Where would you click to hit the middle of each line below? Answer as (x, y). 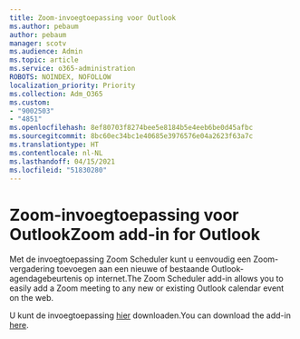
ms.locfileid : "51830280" (58, 170)
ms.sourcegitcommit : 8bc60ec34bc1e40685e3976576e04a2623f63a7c (131, 136)
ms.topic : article (44, 60)
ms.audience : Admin (46, 52)
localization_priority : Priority (73, 85)
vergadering (32, 269)
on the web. (32, 298)
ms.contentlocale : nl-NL (56, 153)
